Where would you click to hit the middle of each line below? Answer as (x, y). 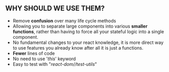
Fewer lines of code (34, 53)
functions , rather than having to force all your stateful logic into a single (88, 31)
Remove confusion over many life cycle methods (64, 20)
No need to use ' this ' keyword (44, 59)
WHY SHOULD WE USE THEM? (55, 8)
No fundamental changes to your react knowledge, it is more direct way (88, 42)
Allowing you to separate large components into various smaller (80, 26)
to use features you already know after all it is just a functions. (78, 47)
